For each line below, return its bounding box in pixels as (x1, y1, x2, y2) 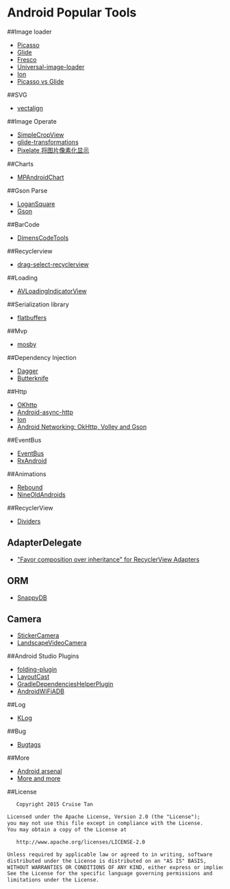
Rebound (16, 483, 43, 491)
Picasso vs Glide (16, 77, 64, 85)
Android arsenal (16, 767, 62, 776)
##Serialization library (7, 300, 70, 308)
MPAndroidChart (16, 173, 64, 181)
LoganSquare (16, 199, 55, 207)
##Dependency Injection (7, 353, 77, 361)
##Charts (7, 159, 34, 168)
